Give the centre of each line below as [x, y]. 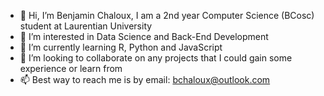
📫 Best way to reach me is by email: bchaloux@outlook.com [145, 79]
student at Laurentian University [86, 26]
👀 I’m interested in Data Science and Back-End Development [144, 36]
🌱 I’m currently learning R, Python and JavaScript [121, 47]
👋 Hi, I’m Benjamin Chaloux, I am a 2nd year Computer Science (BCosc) [167, 15]
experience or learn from [71, 68]
